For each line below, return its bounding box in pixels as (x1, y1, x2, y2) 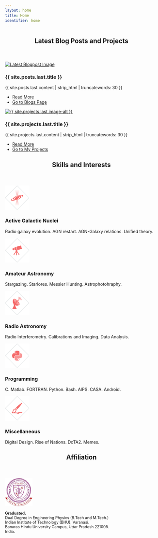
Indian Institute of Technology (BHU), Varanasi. (5, 520, 90, 525)
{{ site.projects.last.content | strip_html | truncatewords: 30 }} (5, 132, 128, 138)
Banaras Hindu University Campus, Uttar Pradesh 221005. (5, 524, 109, 530)
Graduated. (5, 511, 26, 516)
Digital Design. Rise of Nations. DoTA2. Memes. (5, 439, 100, 445)
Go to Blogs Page (12, 99, 47, 105)
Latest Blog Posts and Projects (34, 37, 128, 45)
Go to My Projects (12, 147, 48, 152)
